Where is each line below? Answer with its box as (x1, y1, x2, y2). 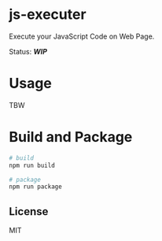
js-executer (9, 6, 87, 24)
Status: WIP (9, 46, 48, 56)
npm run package (9, 183, 62, 191)
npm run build (9, 161, 56, 169)
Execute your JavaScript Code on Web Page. (9, 32, 155, 41)
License (9, 205, 49, 218)
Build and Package (9, 128, 133, 146)
